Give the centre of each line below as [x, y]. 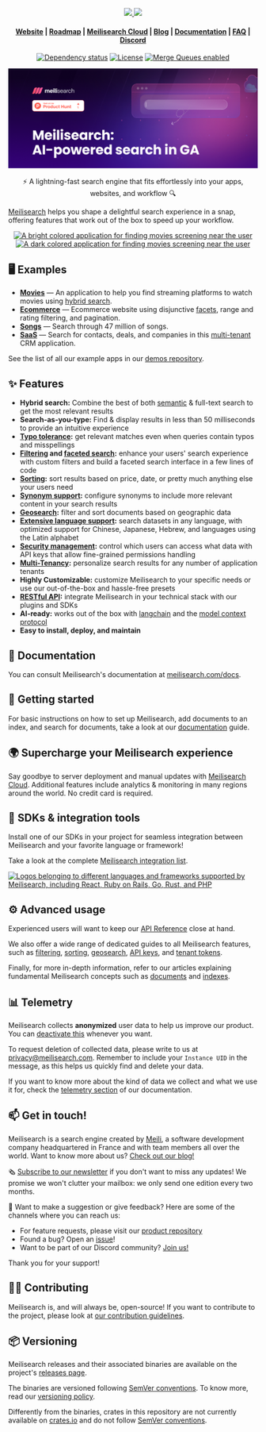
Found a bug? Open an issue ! [67, 1239]
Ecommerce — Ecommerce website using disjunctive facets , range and [137, 310]
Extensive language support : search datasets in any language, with [131, 521]
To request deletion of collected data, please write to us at [103, 1049]
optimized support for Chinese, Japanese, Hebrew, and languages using [137, 529]
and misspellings [47, 445]
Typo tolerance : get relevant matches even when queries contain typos [137, 437]
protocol [33, 622]
